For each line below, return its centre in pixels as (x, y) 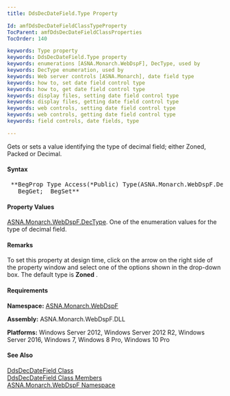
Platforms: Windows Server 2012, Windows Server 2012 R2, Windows (106, 332)
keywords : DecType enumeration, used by (66, 70)
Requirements (28, 290)
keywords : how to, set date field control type (76, 83)
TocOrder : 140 (27, 38)
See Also (20, 355)
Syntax (17, 169)
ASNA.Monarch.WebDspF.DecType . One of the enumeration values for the (112, 222)
